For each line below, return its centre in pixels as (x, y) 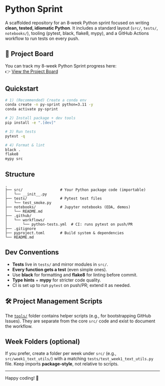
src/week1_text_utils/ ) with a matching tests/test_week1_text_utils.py (79, 359)
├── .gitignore (21, 229)
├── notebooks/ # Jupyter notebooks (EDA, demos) (68, 207)
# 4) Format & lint (25, 145)
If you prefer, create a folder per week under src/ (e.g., (61, 353)
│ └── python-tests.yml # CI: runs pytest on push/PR (69, 224)
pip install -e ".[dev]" (30, 123)
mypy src (14, 159)
